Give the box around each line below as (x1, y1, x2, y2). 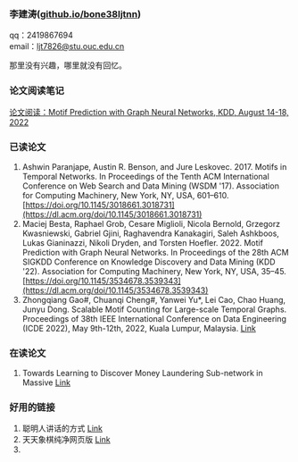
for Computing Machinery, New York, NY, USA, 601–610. (21, 189, 229, 200)
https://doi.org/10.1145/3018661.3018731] (25, 199, 176, 210)
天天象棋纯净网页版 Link (21, 434, 111, 445)
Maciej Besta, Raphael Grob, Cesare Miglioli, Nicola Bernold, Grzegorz (21, 218, 281, 229)
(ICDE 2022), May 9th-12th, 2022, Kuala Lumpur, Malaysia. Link (21, 323, 256, 333)
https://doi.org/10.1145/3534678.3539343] (25, 275, 181, 286)
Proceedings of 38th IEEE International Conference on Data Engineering (21, 313, 287, 323)
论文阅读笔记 (9, 85, 65, 97)
